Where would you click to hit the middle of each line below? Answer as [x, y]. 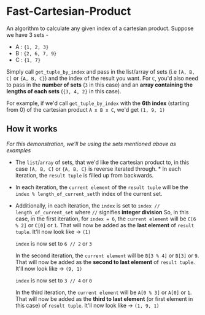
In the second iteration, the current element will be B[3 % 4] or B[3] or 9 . [107, 255]
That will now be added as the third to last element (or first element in [104, 298]
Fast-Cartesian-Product [69, 11]
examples [19, 150]
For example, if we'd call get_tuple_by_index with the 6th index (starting [98, 103]
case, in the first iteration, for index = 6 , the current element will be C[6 [106, 219]
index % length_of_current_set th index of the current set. [89, 193]
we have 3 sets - [28, 34]
